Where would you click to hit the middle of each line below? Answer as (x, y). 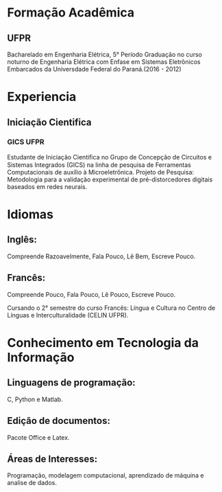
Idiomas (30, 215)
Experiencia (42, 97)
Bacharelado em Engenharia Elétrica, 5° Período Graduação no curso (104, 54)
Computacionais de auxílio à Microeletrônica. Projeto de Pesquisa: (100, 172)
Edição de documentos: (59, 421)
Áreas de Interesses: (52, 459)
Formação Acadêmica (71, 13)
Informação (41, 357)
